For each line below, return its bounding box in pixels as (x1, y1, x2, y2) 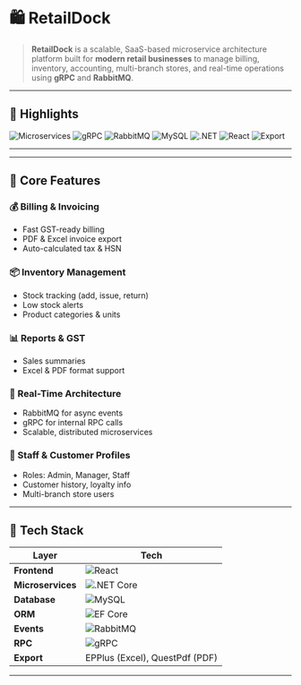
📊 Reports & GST (9, 331, 86, 344)
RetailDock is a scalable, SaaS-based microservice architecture (30, 43, 267, 55)
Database (13, 594, 56, 606)
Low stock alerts (21, 299, 83, 310)
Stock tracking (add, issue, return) (21, 289, 150, 301)
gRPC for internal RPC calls (21, 417, 124, 428)
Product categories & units (21, 309, 121, 320)
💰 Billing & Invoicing (9, 201, 100, 213)
